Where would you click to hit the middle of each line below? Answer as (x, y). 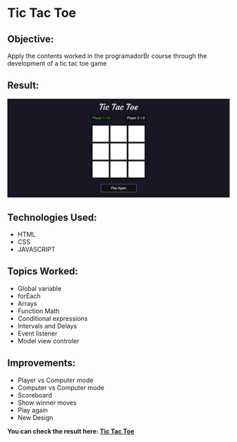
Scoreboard (35, 395)
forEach (29, 296)
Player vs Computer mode (55, 380)
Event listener (37, 333)
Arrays (27, 303)
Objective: (31, 39)
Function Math (38, 311)
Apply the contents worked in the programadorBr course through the (107, 56)
